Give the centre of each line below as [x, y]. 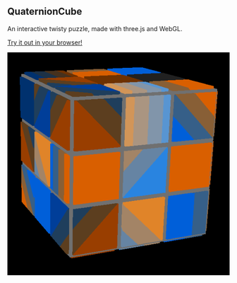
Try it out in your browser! [45, 42]
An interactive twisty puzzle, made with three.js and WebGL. [95, 28]
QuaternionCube [45, 12]
